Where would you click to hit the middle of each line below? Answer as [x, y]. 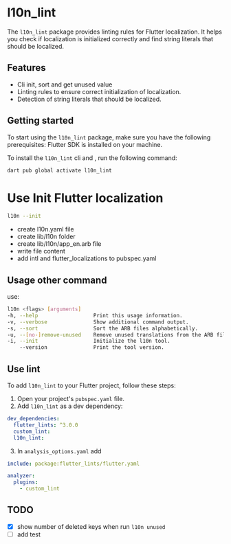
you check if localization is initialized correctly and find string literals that [110, 38]
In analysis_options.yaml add [59, 451]
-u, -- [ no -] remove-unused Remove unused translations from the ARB [110, 335]
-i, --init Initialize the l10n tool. [89, 341]
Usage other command [57, 280]
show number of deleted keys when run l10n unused [91, 526]
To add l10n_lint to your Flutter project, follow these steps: [92, 385]
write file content [41, 251]
